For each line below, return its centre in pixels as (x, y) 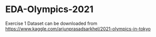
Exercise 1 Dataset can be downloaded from (51, 23)
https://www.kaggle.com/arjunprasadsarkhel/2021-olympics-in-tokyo (78, 28)
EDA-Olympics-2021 (50, 9)
